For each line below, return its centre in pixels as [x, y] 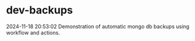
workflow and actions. [33, 32]
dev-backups [40, 10]
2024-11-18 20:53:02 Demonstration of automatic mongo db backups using [98, 26]
